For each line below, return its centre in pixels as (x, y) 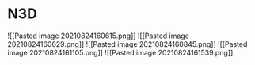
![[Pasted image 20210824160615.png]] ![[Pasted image (98, 36)
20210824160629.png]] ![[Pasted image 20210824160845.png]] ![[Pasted (127, 44)
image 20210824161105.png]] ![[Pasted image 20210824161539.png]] (120, 52)
